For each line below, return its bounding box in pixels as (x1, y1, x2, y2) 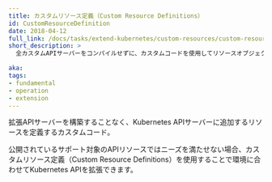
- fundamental (8, 78, 57, 87)
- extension (8, 94, 49, 102)
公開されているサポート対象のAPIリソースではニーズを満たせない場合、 (8, 145, 246, 154)
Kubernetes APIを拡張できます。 (29, 165, 138, 175)
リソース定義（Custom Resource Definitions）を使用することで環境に (22, 154, 254, 164)
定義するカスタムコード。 (29, 127, 115, 138)
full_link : (8, 34, 45, 43)
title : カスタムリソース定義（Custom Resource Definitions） (8, 11, 204, 20)
